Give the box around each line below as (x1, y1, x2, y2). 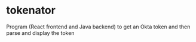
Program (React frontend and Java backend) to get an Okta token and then (6, 23, 191, 30)
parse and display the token (6, 29, 75, 36)
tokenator (6, 4, 56, 17)
